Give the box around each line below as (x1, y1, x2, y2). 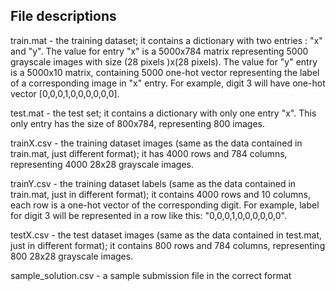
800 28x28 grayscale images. (10, 250, 134, 262)
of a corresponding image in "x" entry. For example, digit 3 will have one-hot (10, 77, 326, 89)
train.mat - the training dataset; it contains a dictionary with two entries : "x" (10, 34, 323, 46)
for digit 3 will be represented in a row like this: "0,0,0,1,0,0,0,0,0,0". (10, 209, 287, 221)
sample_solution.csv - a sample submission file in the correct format (10, 269, 292, 281)
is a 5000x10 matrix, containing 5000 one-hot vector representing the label (10, 66, 320, 78)
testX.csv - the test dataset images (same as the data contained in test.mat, (10, 229, 323, 241)
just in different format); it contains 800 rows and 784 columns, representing (10, 239, 326, 251)
